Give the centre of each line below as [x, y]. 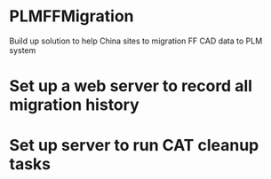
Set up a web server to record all [131, 86]
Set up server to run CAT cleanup [134, 146]
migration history [74, 105]
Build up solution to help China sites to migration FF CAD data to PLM [136, 41]
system [23, 50]
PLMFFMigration [72, 16]
